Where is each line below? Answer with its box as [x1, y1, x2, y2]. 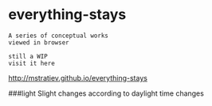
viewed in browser [8, 38, 69, 47]
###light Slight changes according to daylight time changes [8, 89, 205, 98]
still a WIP [8, 52, 48, 60]
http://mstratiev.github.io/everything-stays [8, 73, 147, 82]
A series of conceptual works [8, 32, 109, 40]
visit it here [8, 59, 56, 67]
